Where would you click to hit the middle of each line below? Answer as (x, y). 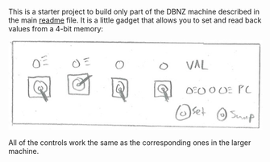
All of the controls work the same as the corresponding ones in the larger (130, 142)
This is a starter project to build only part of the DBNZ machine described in (134, 12)
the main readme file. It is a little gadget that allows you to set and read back (135, 20)
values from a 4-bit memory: (56, 29)
